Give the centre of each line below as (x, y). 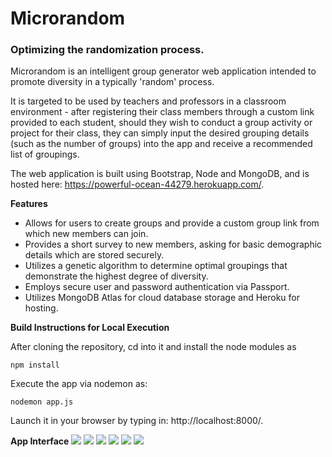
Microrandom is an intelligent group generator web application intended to (163, 71)
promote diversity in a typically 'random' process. (112, 82)
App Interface (40, 441)
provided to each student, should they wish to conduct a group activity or (161, 123)
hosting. (41, 308)
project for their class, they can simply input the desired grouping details (160, 133)
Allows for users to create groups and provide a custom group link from (172, 223)
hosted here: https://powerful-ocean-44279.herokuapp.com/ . (137, 184)
